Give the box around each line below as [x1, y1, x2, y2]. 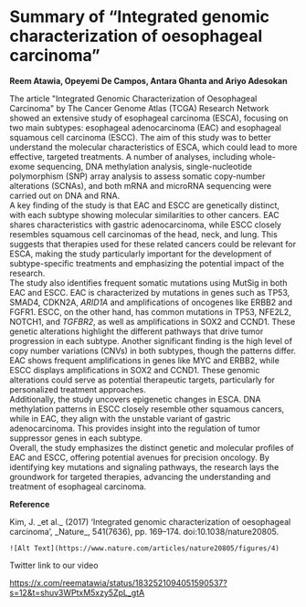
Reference [9, 498, 50, 509]
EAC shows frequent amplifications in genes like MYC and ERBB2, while [9, 354, 280, 366]
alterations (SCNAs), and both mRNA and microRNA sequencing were [9, 180, 272, 191]
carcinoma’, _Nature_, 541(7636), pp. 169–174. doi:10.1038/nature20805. [9, 526, 280, 537]
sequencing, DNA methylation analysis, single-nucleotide [36, 161, 253, 172]
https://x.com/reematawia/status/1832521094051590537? [9, 577, 228, 588]
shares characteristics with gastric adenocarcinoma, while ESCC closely [9, 219, 281, 230]
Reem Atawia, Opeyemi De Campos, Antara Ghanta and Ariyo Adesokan [9, 75, 288, 86]
